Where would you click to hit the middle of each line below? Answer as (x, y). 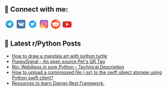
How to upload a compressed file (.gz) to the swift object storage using (87, 72)
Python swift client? (33, 78)
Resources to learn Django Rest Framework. (58, 83)
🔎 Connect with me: (36, 9)
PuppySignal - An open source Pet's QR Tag (58, 61)
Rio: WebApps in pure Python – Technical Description (68, 66)
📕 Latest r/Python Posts (43, 44)
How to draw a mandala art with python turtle (59, 56)
